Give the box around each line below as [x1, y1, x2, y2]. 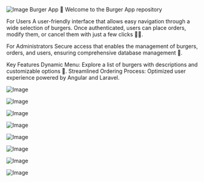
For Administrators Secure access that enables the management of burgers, [6, 43, 198, 50]
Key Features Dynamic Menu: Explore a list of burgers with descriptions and [6, 61, 198, 68]
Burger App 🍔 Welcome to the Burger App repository [29, 6, 162, 13]
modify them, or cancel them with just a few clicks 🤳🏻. [6, 31, 143, 38]
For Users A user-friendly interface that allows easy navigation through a [6, 18, 190, 25]
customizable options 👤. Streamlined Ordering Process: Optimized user [6, 67, 186, 75]
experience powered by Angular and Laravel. [6, 74, 120, 81]
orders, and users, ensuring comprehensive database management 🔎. [6, 49, 183, 56]
